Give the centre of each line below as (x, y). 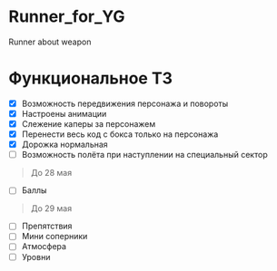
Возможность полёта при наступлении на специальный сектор (145, 155)
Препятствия (47, 226)
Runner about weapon (50, 42)
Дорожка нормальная (64, 145)
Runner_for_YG (67, 17)
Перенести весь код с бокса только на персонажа (120, 134)
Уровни (36, 256)
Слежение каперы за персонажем (89, 124)
